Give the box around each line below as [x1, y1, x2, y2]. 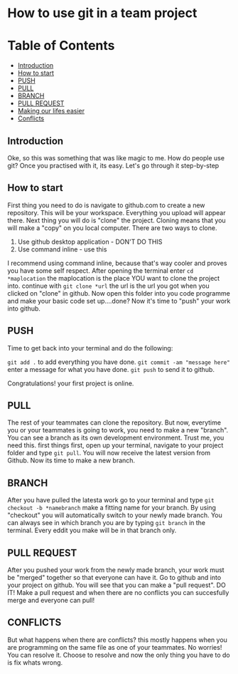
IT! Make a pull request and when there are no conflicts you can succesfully [7, 589, 229, 596]
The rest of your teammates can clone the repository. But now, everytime [7, 418, 222, 427]
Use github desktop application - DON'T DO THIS [17, 237, 163, 246]
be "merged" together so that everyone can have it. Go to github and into [7, 574, 222, 581]
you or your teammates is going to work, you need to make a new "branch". [7, 426, 229, 435]
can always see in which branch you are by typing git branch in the [7, 519, 206, 527]
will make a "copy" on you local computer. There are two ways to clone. [7, 223, 217, 232]
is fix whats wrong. [7, 658, 63, 667]
